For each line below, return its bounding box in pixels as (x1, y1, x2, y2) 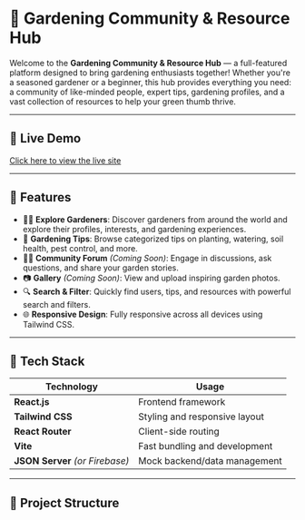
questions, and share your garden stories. (22, 262, 180, 273)
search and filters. (22, 299, 91, 309)
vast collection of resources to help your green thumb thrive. (9, 95, 236, 107)
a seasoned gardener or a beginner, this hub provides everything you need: (9, 76, 292, 87)
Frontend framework (138, 396, 226, 408)
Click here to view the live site (9, 154, 122, 166)
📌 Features (9, 190, 72, 205)
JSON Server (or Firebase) (14, 455, 130, 467)
